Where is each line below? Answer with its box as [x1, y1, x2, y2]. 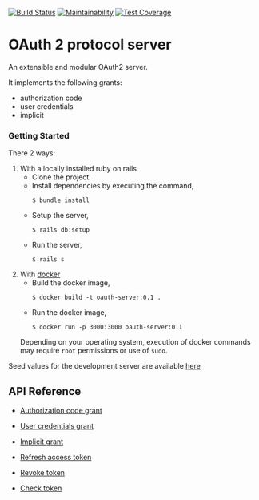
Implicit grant [19, 437, 64, 446]
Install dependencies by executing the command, [31, 181, 194, 191]
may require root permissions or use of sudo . [19, 345, 168, 356]
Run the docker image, [31, 308, 107, 317]
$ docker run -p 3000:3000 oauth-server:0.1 [31, 323, 183, 332]
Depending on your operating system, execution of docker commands [19, 337, 251, 347]
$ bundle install [31, 196, 90, 204]
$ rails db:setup [31, 226, 90, 234]
